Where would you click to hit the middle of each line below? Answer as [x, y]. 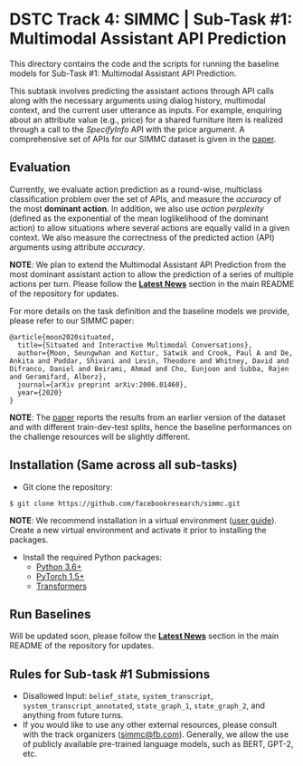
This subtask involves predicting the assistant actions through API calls [142, 91]
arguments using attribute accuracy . [77, 247]
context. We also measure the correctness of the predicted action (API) [142, 237]
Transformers [62, 586]
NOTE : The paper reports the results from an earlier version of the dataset [148, 417]
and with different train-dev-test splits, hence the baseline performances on [151, 426]
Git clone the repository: [67, 487]
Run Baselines [50, 614]
